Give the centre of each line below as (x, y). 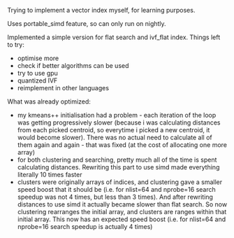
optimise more (38, 58)
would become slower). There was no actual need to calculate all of (115, 137)
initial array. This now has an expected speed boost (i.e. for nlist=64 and (121, 219)
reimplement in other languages (63, 88)
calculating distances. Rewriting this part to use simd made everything (118, 167)
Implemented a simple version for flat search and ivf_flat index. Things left (114, 37)
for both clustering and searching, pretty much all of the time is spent (117, 160)
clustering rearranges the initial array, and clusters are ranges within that (122, 212)
